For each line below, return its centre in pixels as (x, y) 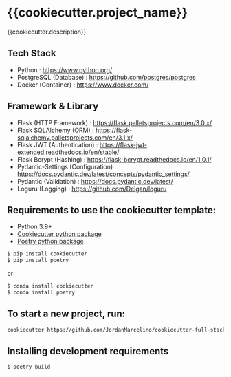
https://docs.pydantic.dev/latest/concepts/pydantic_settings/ (103, 174)
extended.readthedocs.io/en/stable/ (68, 152)
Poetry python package (50, 241)
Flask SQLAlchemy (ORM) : (55, 130)
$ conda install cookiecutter (51, 286)
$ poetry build (29, 367)
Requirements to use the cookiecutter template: (112, 210)
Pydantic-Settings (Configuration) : (67, 166)
